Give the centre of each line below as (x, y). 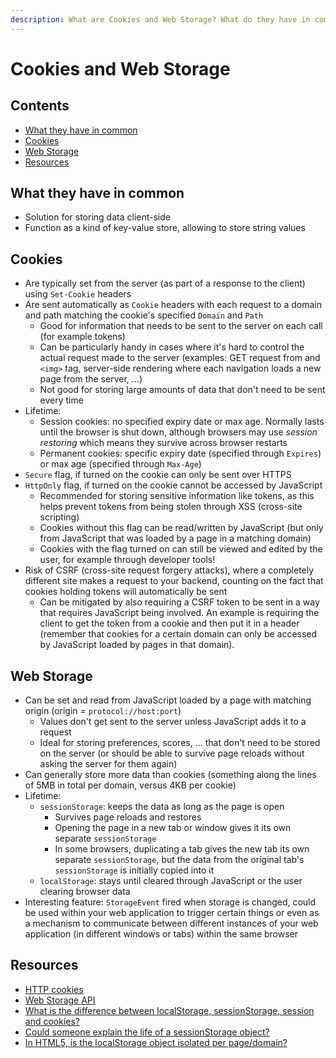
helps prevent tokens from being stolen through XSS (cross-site (171, 507)
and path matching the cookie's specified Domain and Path (144, 315)
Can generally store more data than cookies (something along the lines (170, 775)
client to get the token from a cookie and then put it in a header (169, 623)
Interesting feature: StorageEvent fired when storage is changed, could (170, 902)
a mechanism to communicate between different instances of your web (171, 923)
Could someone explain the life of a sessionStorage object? (147, 1032)
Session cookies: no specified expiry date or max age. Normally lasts (182, 422)
